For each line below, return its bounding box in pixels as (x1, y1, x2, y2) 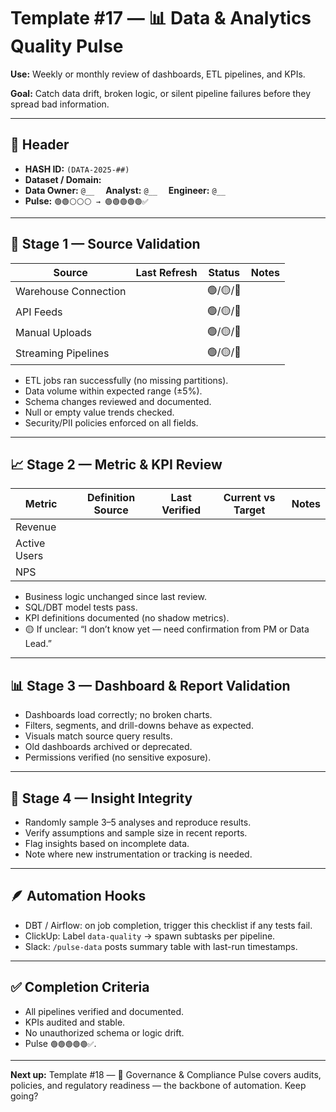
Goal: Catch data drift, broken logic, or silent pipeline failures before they (10, 87, 312, 99)
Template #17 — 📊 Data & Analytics (10, 7, 312, 30)
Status (208, 265, 240, 279)
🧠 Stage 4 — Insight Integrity (10, 790, 193, 807)
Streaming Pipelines (15, 346, 110, 360)
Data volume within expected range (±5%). (24, 385, 203, 397)
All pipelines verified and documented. (24, 1005, 185, 1017)
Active (15, 536, 46, 550)
